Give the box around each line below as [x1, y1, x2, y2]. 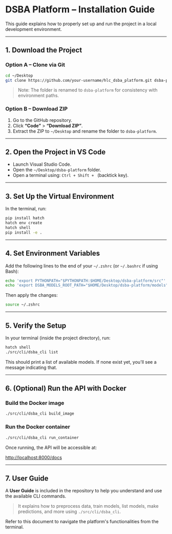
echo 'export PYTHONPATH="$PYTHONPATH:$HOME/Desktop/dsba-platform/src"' [5, 278, 166, 283]
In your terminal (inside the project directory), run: [5, 335, 111, 341]
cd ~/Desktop [5, 73, 33, 78]
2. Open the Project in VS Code [5, 148, 106, 156]
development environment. [5, 26, 62, 32]
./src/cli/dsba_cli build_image [5, 411, 74, 416]
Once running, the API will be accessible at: [5, 444, 97, 451]
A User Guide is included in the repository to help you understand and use [5, 488, 162, 494]
